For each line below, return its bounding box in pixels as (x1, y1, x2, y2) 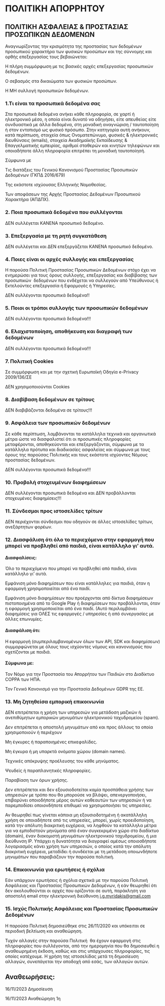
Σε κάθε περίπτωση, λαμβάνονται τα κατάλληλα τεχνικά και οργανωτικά (5, 431, 156, 437)
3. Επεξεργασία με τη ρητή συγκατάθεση (5, 232, 107, 239)
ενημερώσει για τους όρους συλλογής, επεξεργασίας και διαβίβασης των (5, 272, 158, 278)
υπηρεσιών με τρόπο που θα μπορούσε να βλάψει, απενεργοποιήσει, (5, 792, 147, 798)
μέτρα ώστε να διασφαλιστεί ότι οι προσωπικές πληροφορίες (5, 436, 132, 442)
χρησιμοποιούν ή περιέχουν (5, 729, 63, 735)
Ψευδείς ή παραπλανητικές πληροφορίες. (5, 767, 92, 774)
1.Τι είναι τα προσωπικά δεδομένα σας (5, 100, 101, 106)
